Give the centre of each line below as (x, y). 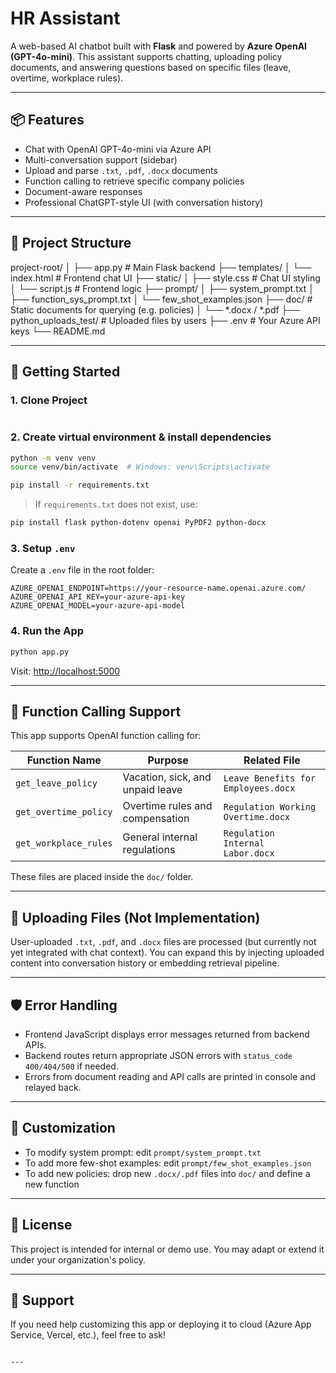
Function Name (64, 760)
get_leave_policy (56, 783)
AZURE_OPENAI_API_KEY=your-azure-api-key (98, 597)
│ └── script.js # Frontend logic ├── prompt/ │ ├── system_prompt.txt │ (162, 288)
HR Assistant (65, 18)
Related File (272, 760)
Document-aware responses (83, 191)
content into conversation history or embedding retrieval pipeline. (145, 963)
